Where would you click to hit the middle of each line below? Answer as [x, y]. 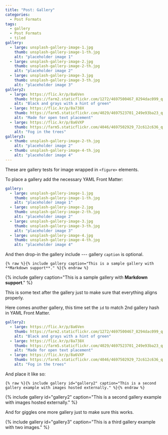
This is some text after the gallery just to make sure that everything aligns [81, 292]
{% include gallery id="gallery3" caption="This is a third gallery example [80, 422]
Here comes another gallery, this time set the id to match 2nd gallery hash [82, 307]
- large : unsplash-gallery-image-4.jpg [52, 235]
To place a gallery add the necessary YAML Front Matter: [64, 179]
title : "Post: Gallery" [30, 10]
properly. [15, 298]
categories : [18, 15]
